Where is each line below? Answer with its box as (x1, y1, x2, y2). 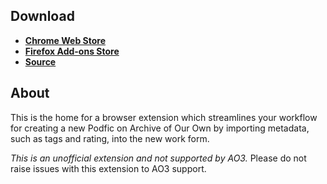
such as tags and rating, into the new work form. (10, 132, 210, 144)
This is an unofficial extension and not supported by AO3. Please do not (10, 152, 307, 164)
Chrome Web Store (24, 34, 106, 46)
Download (10, 8, 75, 25)
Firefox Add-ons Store (24, 45, 120, 57)
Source (24, 55, 57, 68)
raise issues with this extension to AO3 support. (10, 162, 207, 174)
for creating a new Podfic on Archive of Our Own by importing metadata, (10, 122, 310, 134)
